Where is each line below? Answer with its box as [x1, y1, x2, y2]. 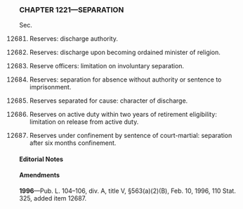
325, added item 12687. [19, 194, 87, 203]
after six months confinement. [29, 139, 117, 147]
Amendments [19, 171, 60, 179]
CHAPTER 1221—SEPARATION [19, 5, 124, 15]
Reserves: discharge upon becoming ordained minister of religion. [29, 48, 221, 57]
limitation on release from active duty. [29, 118, 139, 126]
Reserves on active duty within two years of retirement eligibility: [29, 110, 218, 119]
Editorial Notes [19, 155, 63, 163]
